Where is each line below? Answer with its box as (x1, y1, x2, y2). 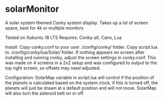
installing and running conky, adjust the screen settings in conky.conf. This (5, 54, 156, 60)
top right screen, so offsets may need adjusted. (5, 65, 101, 71)
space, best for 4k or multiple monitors (5, 25, 84, 31)
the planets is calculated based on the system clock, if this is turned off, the (5, 80, 158, 86)
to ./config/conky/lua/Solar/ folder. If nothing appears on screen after (5, 49, 145, 55)
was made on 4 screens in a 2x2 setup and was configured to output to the (5, 60, 157, 66)
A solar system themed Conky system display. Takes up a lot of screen (5, 20, 148, 26)
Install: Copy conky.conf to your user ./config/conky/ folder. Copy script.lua (5, 44, 158, 50)
